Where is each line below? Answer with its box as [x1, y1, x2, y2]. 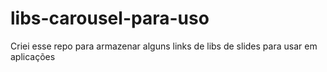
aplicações [10, 50, 56, 62]
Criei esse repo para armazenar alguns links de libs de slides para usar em [10, 40, 318, 52]
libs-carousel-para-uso [10, 7, 210, 30]
